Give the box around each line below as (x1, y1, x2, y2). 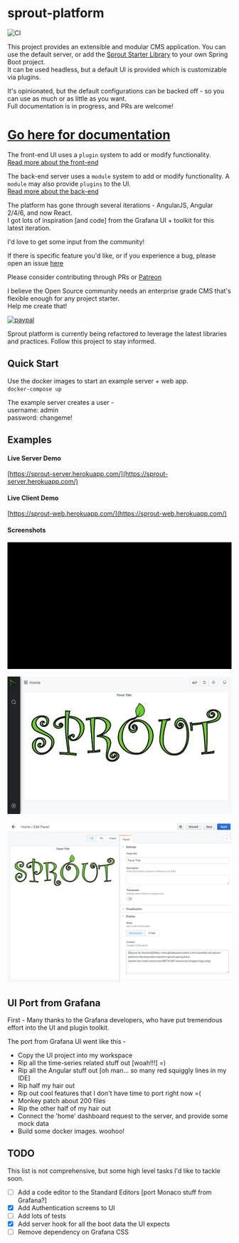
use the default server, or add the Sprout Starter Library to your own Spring (7, 50, 228, 59)
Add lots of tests (17, 1212, 66, 1220)
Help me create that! (7, 301, 68, 310)
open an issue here (7, 258, 64, 267)
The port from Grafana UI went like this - (7, 1037, 127, 1046)
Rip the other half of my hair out (17, 1104, 112, 1113)
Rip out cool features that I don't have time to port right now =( (17, 1089, 201, 1097)
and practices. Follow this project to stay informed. (7, 337, 156, 346)
